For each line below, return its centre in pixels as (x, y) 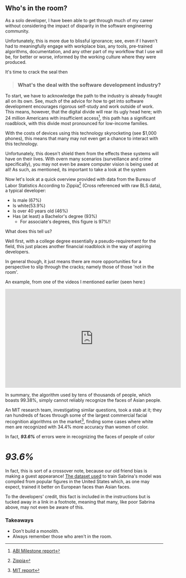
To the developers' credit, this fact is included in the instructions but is (78, 497)
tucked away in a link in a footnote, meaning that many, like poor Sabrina (80, 502)
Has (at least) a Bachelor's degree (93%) (55, 216)
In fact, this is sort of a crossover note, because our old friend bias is (76, 471)
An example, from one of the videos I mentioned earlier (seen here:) (75, 282)
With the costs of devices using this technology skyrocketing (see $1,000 (81, 133)
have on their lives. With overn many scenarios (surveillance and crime (78, 159)
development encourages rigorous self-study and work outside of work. (80, 106)
